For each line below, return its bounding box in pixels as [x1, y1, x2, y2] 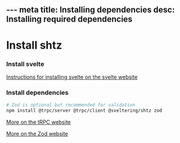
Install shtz [6, 38, 62, 52]
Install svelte [6, 59, 44, 68]
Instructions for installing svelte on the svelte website [6, 73, 138, 81]
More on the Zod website [6, 130, 68, 137]
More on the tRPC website [6, 118, 71, 126]
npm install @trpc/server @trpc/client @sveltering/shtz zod [6, 108, 163, 114]
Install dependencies [6, 88, 69, 97]
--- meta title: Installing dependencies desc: [6, 5, 175, 15]
